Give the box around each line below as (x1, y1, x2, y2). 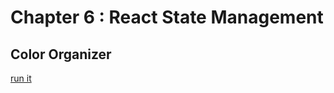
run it (10, 72, 32, 84)
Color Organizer (10, 46, 112, 63)
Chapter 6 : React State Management (10, 6, 324, 29)
